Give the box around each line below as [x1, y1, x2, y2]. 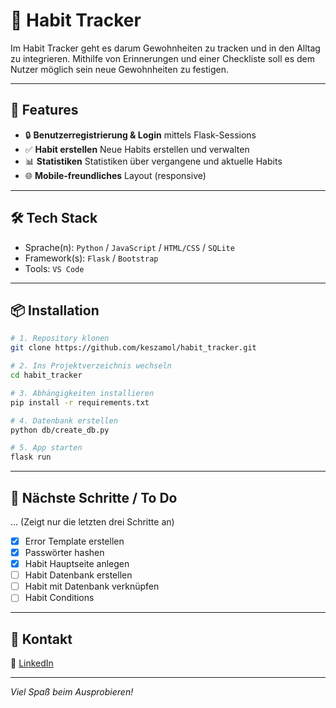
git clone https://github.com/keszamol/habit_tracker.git [10, 343, 257, 353]
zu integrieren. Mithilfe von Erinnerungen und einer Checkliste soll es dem [10, 52, 315, 64]
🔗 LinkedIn [10, 657, 54, 669]
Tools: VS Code [24, 262, 85, 274]
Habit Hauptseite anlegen [24, 558, 130, 570]
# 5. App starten [10, 443, 83, 453]
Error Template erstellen [24, 535, 125, 547]
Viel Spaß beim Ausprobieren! [10, 686, 134, 698]
